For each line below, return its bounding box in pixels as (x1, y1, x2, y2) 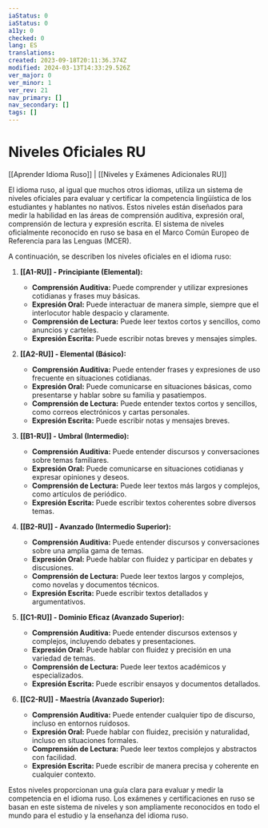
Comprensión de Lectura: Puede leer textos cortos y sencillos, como (31, 316, 261, 326)
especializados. (31, 670, 84, 680)
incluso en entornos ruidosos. (31, 718, 130, 728)
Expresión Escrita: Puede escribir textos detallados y (31, 588, 209, 597)
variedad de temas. (31, 653, 96, 663)
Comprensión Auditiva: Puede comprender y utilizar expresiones (31, 282, 249, 292)
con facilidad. (31, 752, 78, 762)
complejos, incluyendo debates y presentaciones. (31, 636, 196, 645)
